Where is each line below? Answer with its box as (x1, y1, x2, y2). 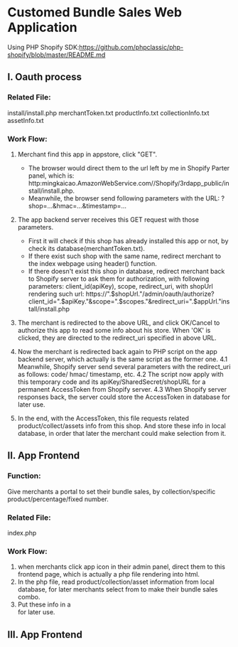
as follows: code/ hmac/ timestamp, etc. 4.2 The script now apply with (17, 370, 224, 378)
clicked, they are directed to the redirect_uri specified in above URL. (17, 333, 217, 342)
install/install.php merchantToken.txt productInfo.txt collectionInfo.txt (7, 108, 210, 117)
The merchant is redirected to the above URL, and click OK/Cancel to (17, 318, 220, 327)
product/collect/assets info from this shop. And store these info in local (17, 421, 226, 430)
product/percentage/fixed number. (7, 495, 109, 503)
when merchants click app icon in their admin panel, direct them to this (17, 562, 226, 571)
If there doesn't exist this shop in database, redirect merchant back (28, 267, 225, 275)
